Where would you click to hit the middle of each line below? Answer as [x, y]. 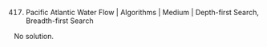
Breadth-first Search [59, 21]
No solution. [34, 36]
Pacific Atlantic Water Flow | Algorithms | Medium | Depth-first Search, [142, 12]
